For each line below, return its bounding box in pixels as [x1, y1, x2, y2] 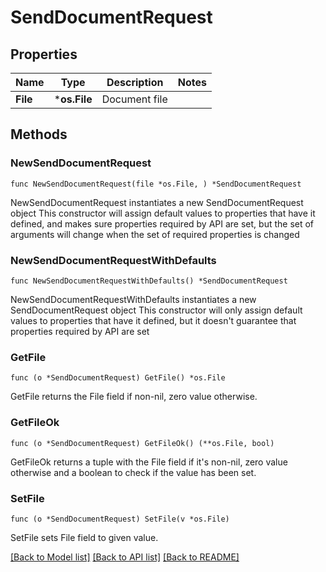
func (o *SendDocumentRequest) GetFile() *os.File [10, 373, 226, 383]
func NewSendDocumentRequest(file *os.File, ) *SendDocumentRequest [10, 179, 302, 189]
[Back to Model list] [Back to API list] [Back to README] [10, 551, 240, 563]
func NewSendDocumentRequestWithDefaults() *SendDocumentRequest [10, 276, 288, 286]
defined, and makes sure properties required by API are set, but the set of [10, 217, 315, 230]
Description [106, 76, 164, 89]
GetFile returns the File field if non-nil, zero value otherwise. [10, 391, 258, 403]
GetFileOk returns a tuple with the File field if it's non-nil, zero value [10, 456, 288, 468]
